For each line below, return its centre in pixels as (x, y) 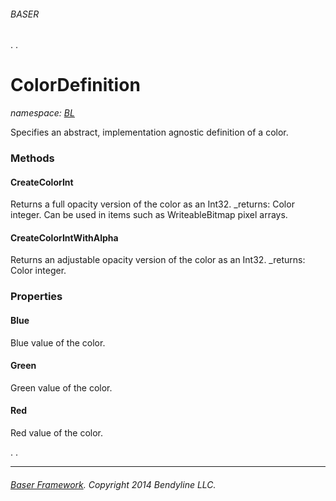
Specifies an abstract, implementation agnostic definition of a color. (149, 132)
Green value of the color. (61, 387)
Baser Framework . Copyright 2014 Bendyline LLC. (113, 484)
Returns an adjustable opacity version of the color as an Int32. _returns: (158, 260)
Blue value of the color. (58, 342)
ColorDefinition (75, 85)
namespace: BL (42, 113)
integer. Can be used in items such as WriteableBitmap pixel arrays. (149, 215)
